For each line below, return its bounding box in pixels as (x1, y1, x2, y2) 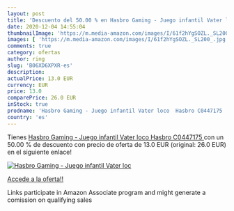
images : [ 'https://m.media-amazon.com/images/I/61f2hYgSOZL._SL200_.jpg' (7, 36, 229, 43)
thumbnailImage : (7, 29, 54, 37)
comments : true (7, 42, 52, 49)
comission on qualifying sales (7, 196, 93, 204)
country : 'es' (7, 114, 49, 120)
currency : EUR (7, 81, 49, 88)
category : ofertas (7, 49, 61, 56)
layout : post (7, 10, 45, 17)
